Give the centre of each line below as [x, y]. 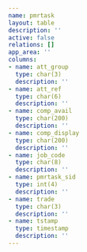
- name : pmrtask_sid [42, 177]
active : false [32, 38]
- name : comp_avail [40, 111]
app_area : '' [30, 52]
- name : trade [32, 199]
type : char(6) [38, 96]
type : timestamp [42, 229]
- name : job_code [37, 155]
